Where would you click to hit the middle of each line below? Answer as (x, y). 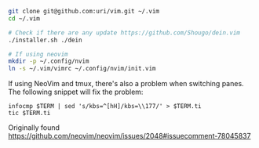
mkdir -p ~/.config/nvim (49, 61)
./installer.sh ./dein (45, 40)
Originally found (34, 128)
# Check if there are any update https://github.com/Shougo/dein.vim (124, 32)
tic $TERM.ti (29, 114)
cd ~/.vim (24, 18)
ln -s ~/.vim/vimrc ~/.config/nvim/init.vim (82, 69)
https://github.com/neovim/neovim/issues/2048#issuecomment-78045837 (129, 136)
